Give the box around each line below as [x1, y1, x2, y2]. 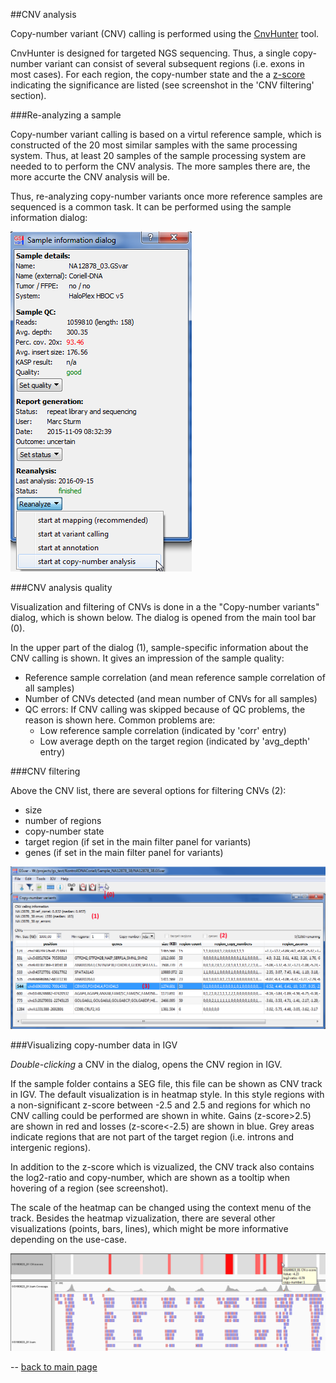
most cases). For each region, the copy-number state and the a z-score [10, 69, 306, 80]
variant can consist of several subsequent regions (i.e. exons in [44, 58, 305, 69]
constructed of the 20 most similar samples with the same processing [10, 139, 298, 151]
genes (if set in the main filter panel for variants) [24, 847, 224, 858]
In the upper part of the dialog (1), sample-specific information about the [10, 642, 309, 653]
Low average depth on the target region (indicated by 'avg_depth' [39, 735, 311, 747]
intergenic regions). [10, 1141, 92, 1153]
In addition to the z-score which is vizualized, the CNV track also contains [10, 1160, 315, 1173]
